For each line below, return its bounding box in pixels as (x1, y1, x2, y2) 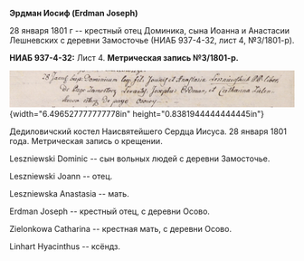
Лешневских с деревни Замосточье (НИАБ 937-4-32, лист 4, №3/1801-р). (9, 35, 295, 45)
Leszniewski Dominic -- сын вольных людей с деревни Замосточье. (9, 153, 271, 164)
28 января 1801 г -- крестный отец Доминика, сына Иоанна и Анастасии (9, 25, 290, 35)
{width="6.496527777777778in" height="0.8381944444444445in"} (9, 109, 265, 120)
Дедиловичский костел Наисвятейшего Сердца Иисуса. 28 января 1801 (9, 126, 288, 137)
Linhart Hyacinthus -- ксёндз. (9, 241, 120, 252)
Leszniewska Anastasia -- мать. (9, 188, 129, 199)
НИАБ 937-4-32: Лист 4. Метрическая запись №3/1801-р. (9, 53, 239, 63)
